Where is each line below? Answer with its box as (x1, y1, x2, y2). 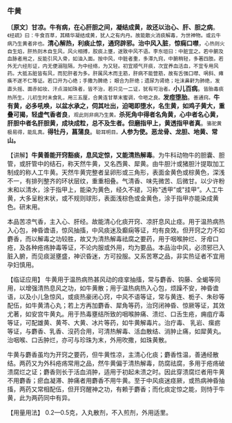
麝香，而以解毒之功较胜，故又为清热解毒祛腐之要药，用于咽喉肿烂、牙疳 (7, 235, 213, 243)
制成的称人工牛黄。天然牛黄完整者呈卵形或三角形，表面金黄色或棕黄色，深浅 (7, 168, 225, 177)
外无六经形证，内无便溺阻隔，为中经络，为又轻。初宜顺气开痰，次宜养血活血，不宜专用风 (7, 63, 219, 70)
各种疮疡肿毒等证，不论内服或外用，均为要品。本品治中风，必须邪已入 (25, 243, 225, 252)
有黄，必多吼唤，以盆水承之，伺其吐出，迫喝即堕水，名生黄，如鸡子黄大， (7, 102, 219, 110)
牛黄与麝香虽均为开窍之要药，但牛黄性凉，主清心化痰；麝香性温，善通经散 (7, 350, 219, 359)
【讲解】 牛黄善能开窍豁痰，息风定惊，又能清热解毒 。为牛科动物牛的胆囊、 (7, 151, 219, 160)
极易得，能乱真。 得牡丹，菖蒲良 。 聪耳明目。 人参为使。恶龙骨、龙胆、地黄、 (7, 128, 212, 136)
